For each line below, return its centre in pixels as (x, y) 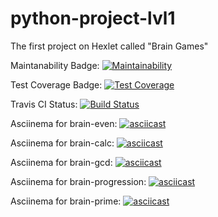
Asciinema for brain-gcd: (61, 162)
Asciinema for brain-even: (64, 123)
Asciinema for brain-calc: (62, 143)
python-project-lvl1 (93, 18)
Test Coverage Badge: (56, 84)
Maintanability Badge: (55, 65)
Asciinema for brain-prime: (66, 201)
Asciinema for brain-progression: (78, 181)
